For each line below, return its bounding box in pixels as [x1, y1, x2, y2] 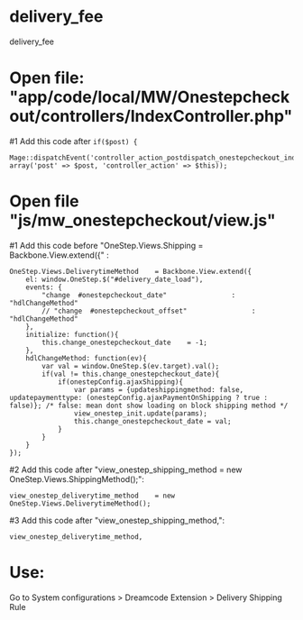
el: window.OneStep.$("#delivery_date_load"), [25, 275, 204, 284]
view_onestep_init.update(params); [73, 408, 207, 418]
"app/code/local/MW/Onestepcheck [9, 87, 290, 107]
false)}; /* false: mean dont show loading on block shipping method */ [9, 401, 289, 410]
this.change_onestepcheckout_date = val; [73, 416, 232, 425]
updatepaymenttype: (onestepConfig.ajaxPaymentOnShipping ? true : [9, 393, 269, 402]
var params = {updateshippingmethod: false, [73, 385, 244, 394]
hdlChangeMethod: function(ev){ [25, 353, 147, 362]
